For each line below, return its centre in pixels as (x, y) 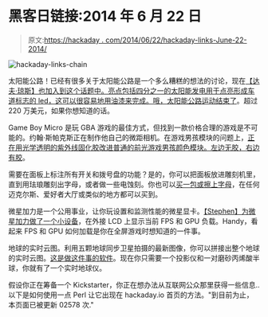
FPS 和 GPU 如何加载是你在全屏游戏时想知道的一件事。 (114, 231)
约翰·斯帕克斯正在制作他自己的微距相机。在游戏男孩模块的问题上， (139, 137)
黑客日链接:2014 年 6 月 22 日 (105, 16)
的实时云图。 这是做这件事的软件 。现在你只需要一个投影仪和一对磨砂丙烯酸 (130, 258)
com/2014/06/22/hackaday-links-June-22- (176, 40)
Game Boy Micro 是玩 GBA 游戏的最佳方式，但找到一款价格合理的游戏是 (126, 127)
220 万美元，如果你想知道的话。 (61, 110)
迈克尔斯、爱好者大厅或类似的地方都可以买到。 (85, 194)
